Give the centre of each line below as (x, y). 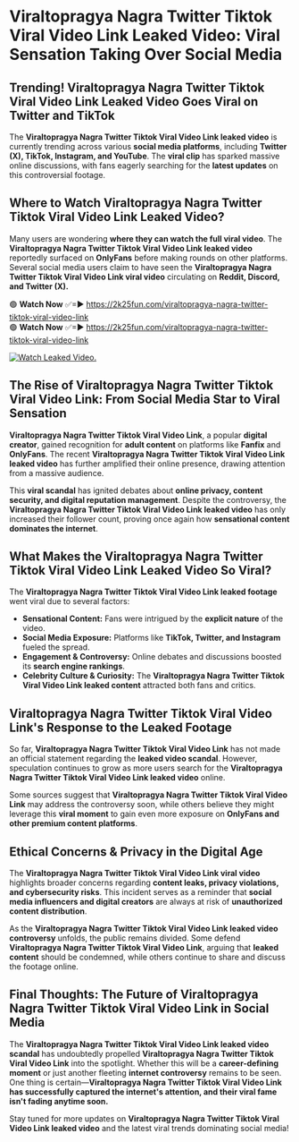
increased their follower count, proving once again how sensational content (149, 519)
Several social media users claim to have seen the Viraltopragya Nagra (141, 267)
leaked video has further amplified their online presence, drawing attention (147, 464)
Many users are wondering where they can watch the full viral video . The (146, 238)
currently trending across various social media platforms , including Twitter (148, 146)
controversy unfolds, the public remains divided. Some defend (125, 938)
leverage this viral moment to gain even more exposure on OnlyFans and (144, 814)
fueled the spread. (56, 647)
